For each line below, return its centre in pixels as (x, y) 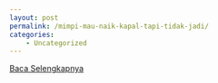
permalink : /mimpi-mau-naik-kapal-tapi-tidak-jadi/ (109, 26)
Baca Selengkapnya (47, 69)
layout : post (34, 18)
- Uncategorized (57, 43)
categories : (32, 34)
